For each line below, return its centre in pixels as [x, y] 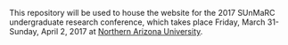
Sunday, [25, 31]
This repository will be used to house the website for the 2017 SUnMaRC [142, 13]
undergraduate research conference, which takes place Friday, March [137, 22]
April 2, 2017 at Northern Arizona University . [122, 31]
